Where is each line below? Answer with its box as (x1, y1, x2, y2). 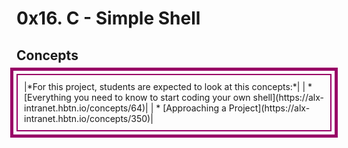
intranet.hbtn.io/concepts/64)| (24, 102, 149, 114)
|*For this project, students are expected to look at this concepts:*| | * (24, 81, 313, 92)
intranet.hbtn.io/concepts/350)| (24, 113, 154, 124)
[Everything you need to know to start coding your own (24, 92, 251, 103)
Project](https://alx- (228, 102, 311, 114)
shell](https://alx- (252, 92, 324, 103)
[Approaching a (162, 102, 227, 114)
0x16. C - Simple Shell (16, 7, 201, 30)
